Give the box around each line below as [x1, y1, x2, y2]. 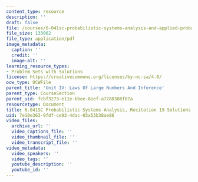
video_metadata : [6, 145, 46, 151]
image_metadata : [6, 42, 46, 48]
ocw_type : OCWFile [6, 80, 51, 86]
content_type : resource [6, 8, 65, 15]
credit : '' [11, 52, 38, 58]
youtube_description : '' [11, 161, 72, 167]
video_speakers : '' [11, 150, 60, 156]
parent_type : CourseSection [6, 90, 75, 96]
